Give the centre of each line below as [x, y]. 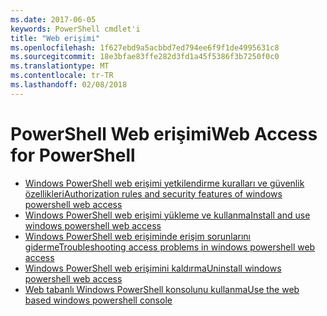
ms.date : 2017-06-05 [53, 19]
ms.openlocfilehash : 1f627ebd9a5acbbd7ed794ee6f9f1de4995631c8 [145, 47]
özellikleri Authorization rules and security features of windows [153, 193]
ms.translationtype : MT [60, 66]
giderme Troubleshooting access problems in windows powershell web [170, 247]
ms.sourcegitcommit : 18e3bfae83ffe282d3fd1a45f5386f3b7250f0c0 [145, 57]
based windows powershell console [98, 300]
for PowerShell [73, 155]
